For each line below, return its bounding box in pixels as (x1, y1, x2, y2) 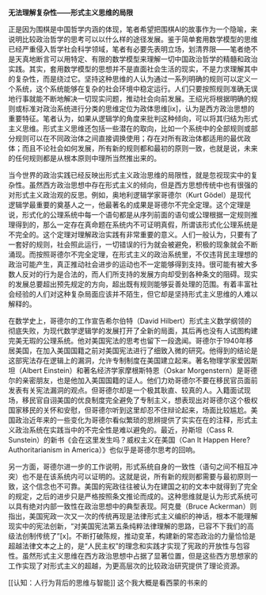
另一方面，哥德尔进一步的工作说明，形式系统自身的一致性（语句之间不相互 (8, 462, 251, 471)
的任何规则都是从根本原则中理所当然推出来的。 (8, 154, 161, 163)
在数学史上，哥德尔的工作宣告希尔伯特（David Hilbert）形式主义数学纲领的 (8, 317, 252, 325)
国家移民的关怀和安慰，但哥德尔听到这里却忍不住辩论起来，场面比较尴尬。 (8, 405, 251, 415)
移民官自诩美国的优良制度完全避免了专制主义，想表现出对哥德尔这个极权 (21, 396, 258, 405)
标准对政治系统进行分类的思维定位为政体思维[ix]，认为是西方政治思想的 (21, 104, 255, 113)
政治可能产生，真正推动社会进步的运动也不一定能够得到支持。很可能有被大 (8, 259, 251, 269)
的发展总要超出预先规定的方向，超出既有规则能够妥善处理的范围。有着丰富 (8, 279, 251, 289)
